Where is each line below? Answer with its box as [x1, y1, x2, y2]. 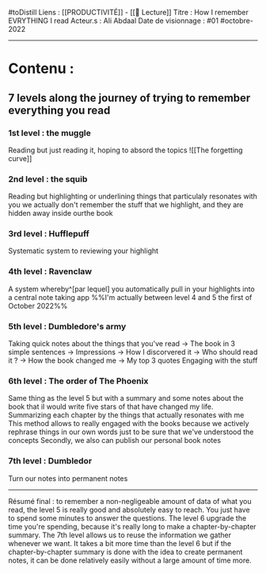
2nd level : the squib [8, 173, 88, 184]
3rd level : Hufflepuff [8, 229, 89, 240]
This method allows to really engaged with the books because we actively [8, 419, 249, 429]
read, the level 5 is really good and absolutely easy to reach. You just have [8, 505, 251, 514]
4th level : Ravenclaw [8, 266, 93, 277]
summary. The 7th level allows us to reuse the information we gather [8, 530, 232, 540]
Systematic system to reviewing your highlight [8, 246, 159, 256]
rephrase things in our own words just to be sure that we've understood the [8, 427, 254, 436]
